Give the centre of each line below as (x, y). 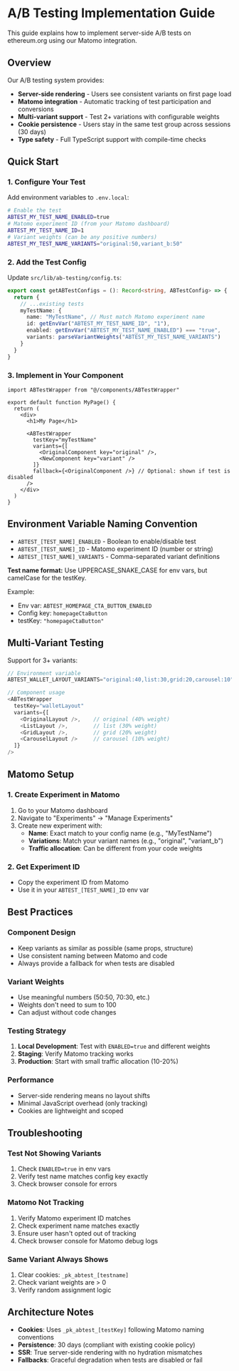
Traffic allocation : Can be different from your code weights (115, 848)
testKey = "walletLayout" (49, 706)
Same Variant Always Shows (58, 1259)
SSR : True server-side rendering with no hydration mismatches (110, 1352)
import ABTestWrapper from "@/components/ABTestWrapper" (94, 390)
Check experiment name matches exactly (79, 1226)
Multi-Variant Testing (56, 643)
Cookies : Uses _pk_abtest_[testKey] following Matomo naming (111, 1329)
